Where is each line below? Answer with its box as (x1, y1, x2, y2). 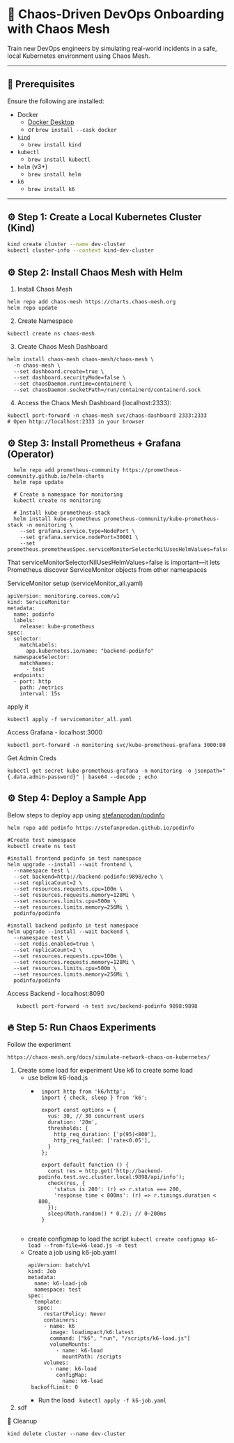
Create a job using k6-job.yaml (27, 1248, 117, 1256)
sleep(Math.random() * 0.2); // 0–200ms (47, 1210, 166, 1217)
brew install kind (27, 141, 81, 149)
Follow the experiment (7, 1040, 71, 1048)
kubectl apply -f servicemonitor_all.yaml (7, 716, 132, 723)
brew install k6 (27, 186, 75, 192)
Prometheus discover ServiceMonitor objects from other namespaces (7, 565, 208, 574)
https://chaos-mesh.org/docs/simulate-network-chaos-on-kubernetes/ (7, 1053, 210, 1061)
